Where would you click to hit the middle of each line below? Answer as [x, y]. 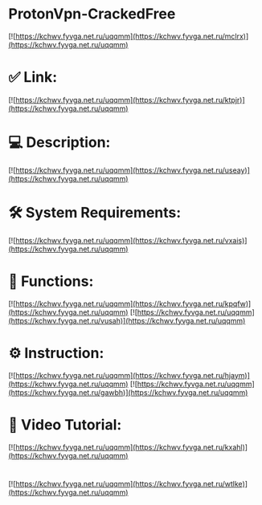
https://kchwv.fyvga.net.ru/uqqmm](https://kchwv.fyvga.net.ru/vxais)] [131, 240]
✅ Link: [33, 77]
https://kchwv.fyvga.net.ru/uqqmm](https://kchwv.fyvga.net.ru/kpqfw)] [133, 303]
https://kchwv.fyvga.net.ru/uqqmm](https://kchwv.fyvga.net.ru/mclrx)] [132, 36]
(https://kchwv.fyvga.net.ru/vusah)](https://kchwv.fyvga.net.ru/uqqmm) [127, 320]
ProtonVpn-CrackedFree [92, 14]
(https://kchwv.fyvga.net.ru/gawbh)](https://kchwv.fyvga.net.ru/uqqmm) [128, 392]
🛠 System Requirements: [95, 213]
